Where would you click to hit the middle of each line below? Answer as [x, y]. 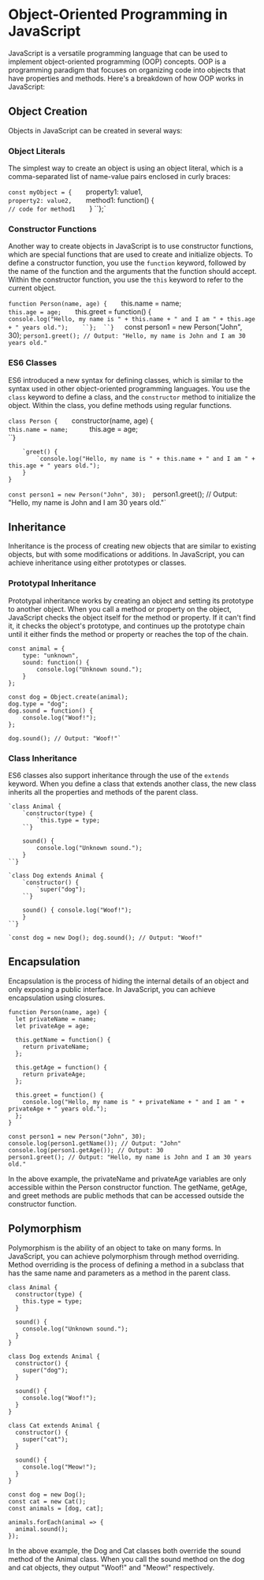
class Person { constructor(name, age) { [81, 421]
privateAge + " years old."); [58, 1109]
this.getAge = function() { [61, 1067]
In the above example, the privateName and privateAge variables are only [127, 1178]
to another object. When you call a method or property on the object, [120, 608]
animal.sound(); [42, 1529]
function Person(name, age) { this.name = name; [95, 303]
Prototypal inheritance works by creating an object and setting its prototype [131, 601]
